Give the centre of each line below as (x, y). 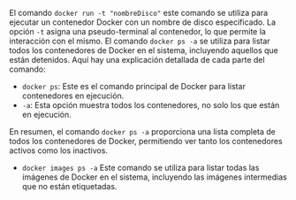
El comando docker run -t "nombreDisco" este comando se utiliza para (139, 13)
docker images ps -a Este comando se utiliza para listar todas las (140, 168)
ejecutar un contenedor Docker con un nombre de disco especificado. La (143, 22)
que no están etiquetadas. (69, 186)
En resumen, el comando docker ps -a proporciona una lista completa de (142, 131)
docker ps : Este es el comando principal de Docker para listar (133, 86)
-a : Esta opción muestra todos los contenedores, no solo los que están (151, 105)
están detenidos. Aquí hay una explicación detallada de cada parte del (137, 60)
